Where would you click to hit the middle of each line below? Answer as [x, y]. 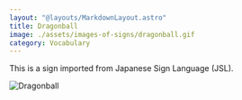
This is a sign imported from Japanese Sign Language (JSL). [121, 68]
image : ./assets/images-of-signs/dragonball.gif [102, 34]
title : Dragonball [44, 26]
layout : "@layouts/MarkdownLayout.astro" [88, 18]
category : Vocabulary [50, 43]
